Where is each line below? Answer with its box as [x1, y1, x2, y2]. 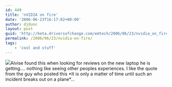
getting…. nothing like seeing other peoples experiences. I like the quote [5, 65, 158, 71]
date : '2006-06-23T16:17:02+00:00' [5, 17, 81, 22]
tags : [5, 41, 17, 46]
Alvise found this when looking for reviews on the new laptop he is [10, 60, 150, 66]
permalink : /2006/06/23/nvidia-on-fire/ [5, 36, 93, 41]
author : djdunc [5, 21, 38, 27]
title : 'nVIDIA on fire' [5, 12, 58, 17]
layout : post [5, 26, 33, 32]
